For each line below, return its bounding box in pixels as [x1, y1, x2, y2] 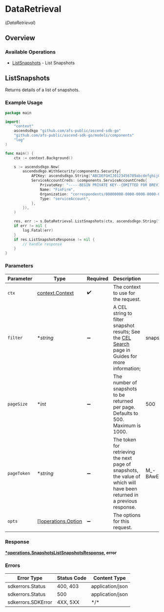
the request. [113, 295, 141, 302]
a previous [113, 497, 138, 504]
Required [87, 275, 109, 282]
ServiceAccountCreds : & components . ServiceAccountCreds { [31, 178, 147, 183]
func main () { [5, 151, 34, 156]
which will [113, 479, 136, 486]
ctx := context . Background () [14, 156, 73, 160]
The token [113, 436, 137, 443]
